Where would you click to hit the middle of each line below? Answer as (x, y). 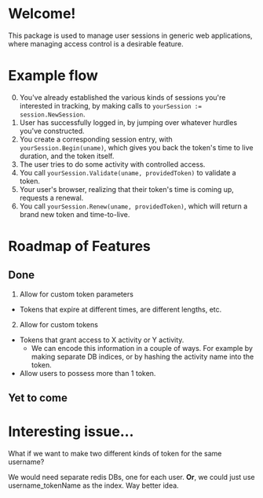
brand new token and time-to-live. (75, 214)
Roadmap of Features (80, 247)
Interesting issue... (71, 432)
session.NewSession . (52, 114)
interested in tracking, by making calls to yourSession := (111, 105)
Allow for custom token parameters (76, 294)
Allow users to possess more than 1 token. (88, 373)
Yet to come (38, 398)
